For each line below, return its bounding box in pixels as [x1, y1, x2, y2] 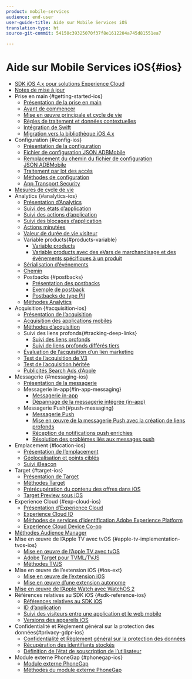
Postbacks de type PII [32, 292, 85, 299]
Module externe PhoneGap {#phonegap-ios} [14, 654, 123, 661]
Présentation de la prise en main [23, 99, 102, 106]
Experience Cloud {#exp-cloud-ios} [14, 498, 102, 505]
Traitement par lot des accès [23, 168, 93, 175]
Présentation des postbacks [32, 280, 100, 287]
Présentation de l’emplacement [23, 448, 99, 455]
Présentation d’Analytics [23, 199, 82, 206]
